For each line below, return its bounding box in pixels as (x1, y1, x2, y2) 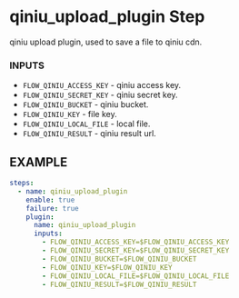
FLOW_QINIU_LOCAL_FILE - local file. (22, 118, 151, 129)
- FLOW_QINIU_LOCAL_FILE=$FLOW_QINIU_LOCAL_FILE (42, 271, 230, 281)
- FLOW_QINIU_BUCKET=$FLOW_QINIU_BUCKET (42, 254, 197, 263)
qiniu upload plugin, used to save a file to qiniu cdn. (9, 36, 203, 47)
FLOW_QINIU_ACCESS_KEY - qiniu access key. (22, 80, 182, 91)
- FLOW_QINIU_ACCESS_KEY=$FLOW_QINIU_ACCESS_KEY (42, 238, 230, 247)
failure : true (25, 204, 79, 213)
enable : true (25, 195, 75, 204)
